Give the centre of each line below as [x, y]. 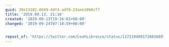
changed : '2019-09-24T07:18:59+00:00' [46, 23]
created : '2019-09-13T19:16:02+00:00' [46, 19]
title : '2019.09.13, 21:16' [35, 14]
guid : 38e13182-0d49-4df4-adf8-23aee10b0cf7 [53, 10]
